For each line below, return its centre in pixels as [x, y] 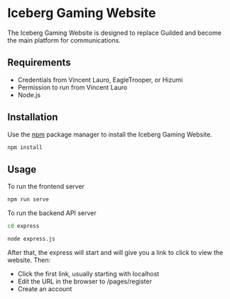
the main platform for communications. [64, 40]
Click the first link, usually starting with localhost [88, 273]
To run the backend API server [52, 213]
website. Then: [29, 260]
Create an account [45, 288]
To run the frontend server [46, 187]
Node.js [29, 94]
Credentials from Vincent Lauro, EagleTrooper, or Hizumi [100, 80]
